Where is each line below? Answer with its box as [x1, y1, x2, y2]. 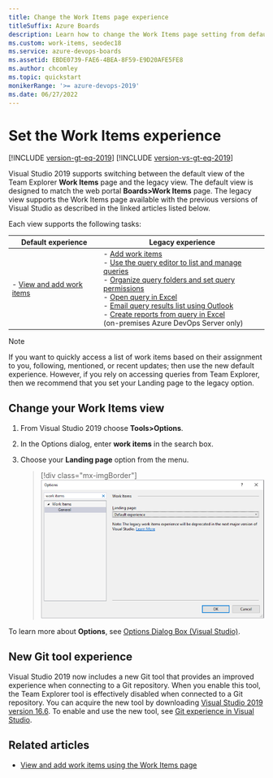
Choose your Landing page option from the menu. [19, 454, 189, 464]
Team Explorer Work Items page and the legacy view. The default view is [8, 177, 253, 187]
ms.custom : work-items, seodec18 [8, 39, 122, 47]
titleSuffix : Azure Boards [8, 21, 100, 30]
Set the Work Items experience [8, 126, 222, 145]
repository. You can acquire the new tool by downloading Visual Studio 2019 [8, 698, 263, 707]
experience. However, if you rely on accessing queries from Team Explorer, [8, 369, 260, 379]
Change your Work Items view [8, 402, 165, 415]
